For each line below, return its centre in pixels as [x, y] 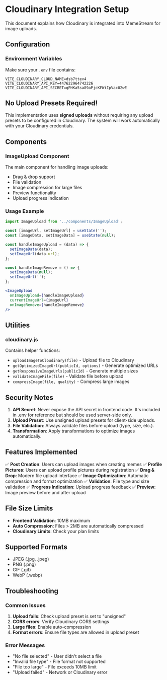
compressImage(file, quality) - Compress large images [71, 382]
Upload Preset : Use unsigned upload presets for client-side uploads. [84, 420]
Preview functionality [34, 193]
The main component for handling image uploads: [57, 167]
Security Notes [29, 397]
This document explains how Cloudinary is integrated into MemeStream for [83, 23]
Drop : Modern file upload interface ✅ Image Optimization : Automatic [77, 475]
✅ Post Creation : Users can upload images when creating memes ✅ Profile [84, 464]
